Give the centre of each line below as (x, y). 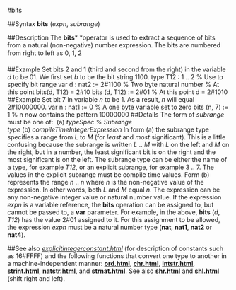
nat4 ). (17, 235)
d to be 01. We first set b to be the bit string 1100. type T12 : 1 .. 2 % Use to (116, 77)
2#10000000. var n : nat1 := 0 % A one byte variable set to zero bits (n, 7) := (118, 107)
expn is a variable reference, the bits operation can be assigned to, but (111, 205)
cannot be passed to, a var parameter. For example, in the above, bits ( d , (114, 212)
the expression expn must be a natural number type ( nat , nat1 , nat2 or (110, 227)
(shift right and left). (36, 278)
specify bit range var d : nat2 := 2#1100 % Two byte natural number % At (113, 85)
